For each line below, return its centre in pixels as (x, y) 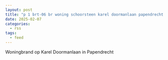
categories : (18, 24)
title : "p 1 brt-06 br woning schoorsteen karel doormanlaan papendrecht (85, 14)
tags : (11, 33)
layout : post (19, 10)
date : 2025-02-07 (23, 19)
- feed (17, 38)
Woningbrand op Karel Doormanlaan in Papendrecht (60, 52)
